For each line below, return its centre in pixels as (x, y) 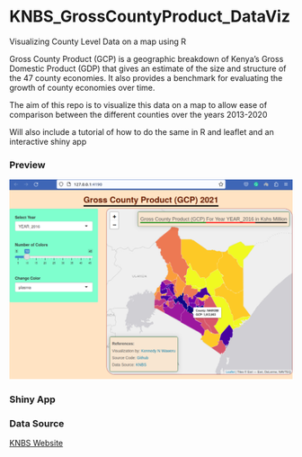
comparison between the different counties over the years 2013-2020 (138, 114)
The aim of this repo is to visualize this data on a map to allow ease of (138, 104)
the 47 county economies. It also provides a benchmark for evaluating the (146, 77)
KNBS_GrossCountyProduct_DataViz (150, 17)
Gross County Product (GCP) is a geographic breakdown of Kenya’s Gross (147, 58)
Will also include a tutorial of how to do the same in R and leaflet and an (142, 131)
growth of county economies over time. (82, 87)
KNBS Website (36, 444)
